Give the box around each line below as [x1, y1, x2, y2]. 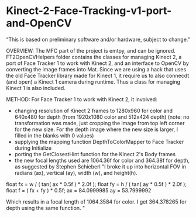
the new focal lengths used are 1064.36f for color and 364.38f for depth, [14, 157, 190, 164]
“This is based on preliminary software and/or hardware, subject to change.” [6, 36, 190, 43]
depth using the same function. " [6, 204, 85, 211]
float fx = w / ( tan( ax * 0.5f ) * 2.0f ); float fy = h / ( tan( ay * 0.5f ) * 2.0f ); [6, 180, 187, 188]
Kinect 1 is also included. [6, 84, 66, 91]
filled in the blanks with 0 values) [14, 132, 94, 139]
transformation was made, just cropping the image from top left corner [14, 119, 185, 126]
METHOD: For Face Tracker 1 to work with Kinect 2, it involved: [6, 95, 157, 103]
